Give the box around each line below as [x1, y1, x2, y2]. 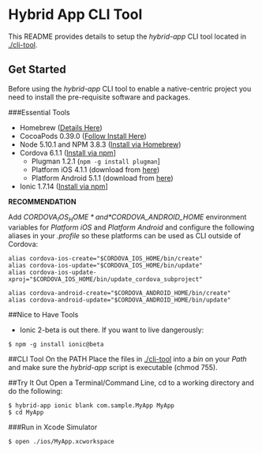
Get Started [8, 63, 66, 77]
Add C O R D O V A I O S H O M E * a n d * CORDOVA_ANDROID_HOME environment [8, 212, 247, 223]
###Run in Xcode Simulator [8, 422, 98, 432]
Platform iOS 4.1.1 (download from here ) [31, 164, 160, 174]
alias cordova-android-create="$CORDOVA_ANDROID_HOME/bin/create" [8, 289, 231, 297]
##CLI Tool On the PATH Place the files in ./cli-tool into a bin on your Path [8, 354, 247, 364]
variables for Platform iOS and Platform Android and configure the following [8, 223, 255, 232]
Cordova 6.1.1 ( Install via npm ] [19, 148, 116, 157]
